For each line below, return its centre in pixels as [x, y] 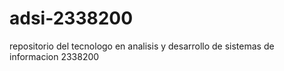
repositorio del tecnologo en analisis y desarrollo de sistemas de [142, 46]
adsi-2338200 [71, 18]
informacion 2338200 [54, 56]
